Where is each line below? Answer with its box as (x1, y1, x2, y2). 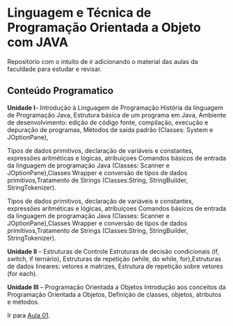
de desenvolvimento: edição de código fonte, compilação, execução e (7, 118, 209, 127)
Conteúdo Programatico (7, 85, 113, 97)
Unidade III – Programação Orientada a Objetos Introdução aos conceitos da (7, 283, 226, 291)
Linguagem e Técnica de (7, 5, 152, 21)
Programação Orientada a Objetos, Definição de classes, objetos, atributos (7, 290, 222, 298)
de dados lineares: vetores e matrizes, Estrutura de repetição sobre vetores (7, 262, 224, 270)
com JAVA (7, 35, 68, 50)
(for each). (7, 269, 38, 277)
